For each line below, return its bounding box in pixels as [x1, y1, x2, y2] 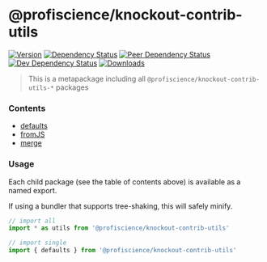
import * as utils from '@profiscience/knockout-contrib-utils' [8, 224, 230, 232]
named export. [8, 185, 57, 195]
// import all [8, 217, 57, 225]
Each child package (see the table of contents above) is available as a [8, 176, 241, 187]
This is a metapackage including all [28, 74, 146, 83]
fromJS [19, 129, 45, 139]
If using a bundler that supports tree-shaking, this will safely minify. [8, 201, 233, 211]
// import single [8, 239, 67, 247]
